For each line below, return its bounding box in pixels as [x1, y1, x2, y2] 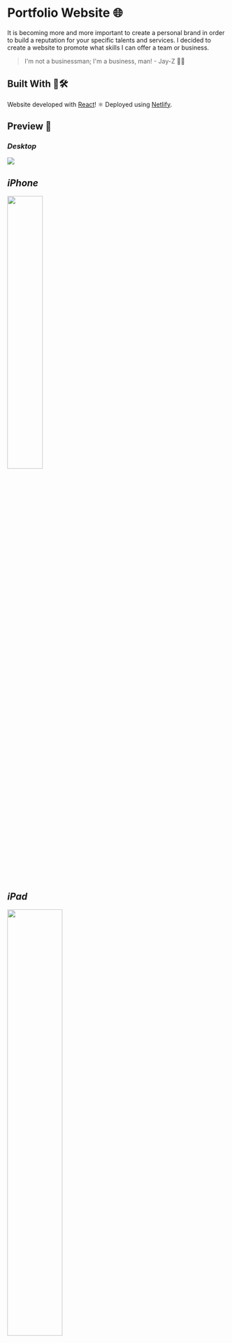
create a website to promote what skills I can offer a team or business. [7, 43, 210, 52]
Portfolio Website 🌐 [7, 5, 124, 21]
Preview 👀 [7, 120, 52, 132]
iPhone [7, 177, 38, 189]
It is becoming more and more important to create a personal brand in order [7, 28, 225, 36]
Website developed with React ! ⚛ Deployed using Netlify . [7, 100, 173, 108]
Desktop [7, 141, 37, 151]
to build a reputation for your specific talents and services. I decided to [7, 36, 212, 44]
